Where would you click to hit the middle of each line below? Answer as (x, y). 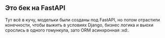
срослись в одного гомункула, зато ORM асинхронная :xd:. (67, 30)
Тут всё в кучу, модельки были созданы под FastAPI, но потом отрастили (82, 19)
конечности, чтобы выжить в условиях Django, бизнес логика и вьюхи (79, 25)
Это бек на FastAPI (35, 8)
